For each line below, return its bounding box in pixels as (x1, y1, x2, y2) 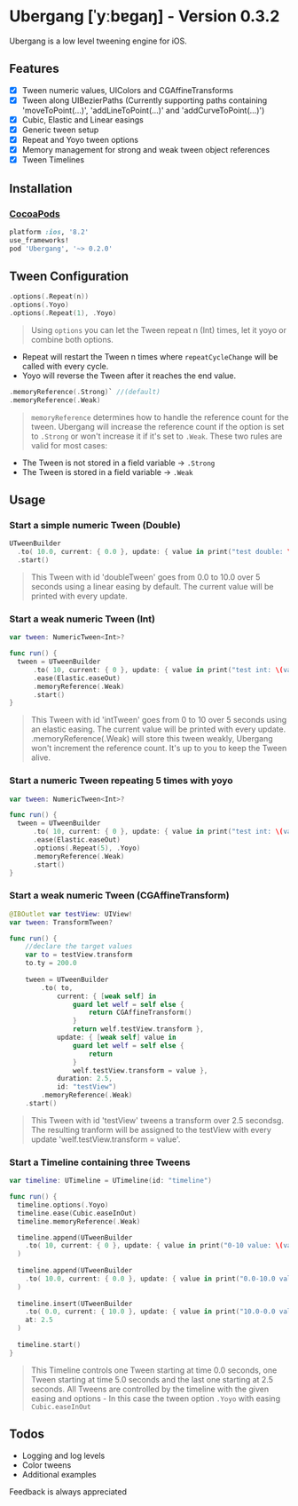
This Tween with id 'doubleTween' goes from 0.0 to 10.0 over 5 (30, 572, 261, 583)
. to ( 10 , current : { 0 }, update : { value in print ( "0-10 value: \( (25, 1241, 284, 1250)
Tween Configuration (9, 268, 129, 283)
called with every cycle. (21, 361, 109, 371)
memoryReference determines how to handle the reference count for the (30, 411, 289, 423)
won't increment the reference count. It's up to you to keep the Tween (30, 743, 287, 754)
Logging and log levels (21, 1450, 106, 1461)
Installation (9, 180, 73, 196)
